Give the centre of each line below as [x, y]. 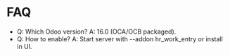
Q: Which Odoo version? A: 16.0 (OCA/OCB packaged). [96, 31]
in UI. [24, 46]
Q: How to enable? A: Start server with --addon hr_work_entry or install [120, 38]
